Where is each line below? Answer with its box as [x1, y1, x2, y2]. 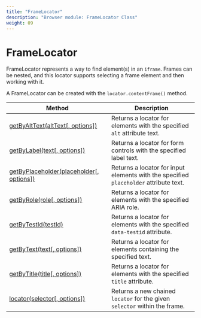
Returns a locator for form [111, 139, 184, 147]
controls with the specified [111, 146, 187, 155]
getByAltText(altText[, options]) [9, 122, 98, 130]
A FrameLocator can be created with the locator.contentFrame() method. [6, 90, 188, 97]
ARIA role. [111, 203, 139, 211]
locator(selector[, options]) [9, 295, 86, 303]
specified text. [111, 253, 151, 261]
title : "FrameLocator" [6, 8, 63, 15]
